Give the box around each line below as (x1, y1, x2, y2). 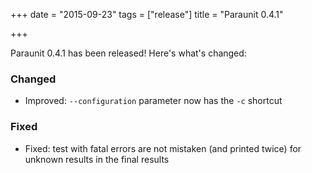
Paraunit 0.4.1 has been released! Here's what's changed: (10, 47, 247, 59)
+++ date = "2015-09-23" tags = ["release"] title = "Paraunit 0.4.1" (10, 9, 284, 20)
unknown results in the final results (24, 153, 170, 165)
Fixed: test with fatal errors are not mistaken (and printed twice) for (24, 142, 302, 154)
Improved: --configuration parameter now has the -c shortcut (24, 95, 283, 107)
